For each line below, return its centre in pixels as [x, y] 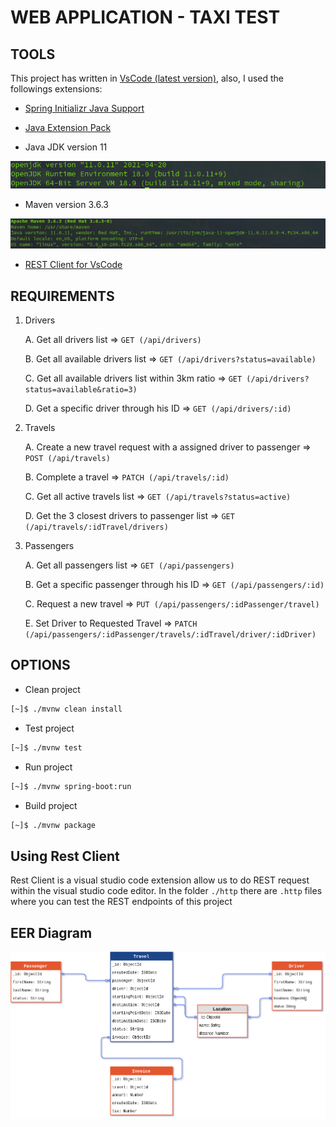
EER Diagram [51, 932]
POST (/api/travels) [67, 459]
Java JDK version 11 [66, 147]
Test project [49, 728]
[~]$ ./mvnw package [53, 825]
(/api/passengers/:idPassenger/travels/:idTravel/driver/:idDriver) [170, 635]
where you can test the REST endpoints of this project [121, 902]
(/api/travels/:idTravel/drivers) [96, 527]
